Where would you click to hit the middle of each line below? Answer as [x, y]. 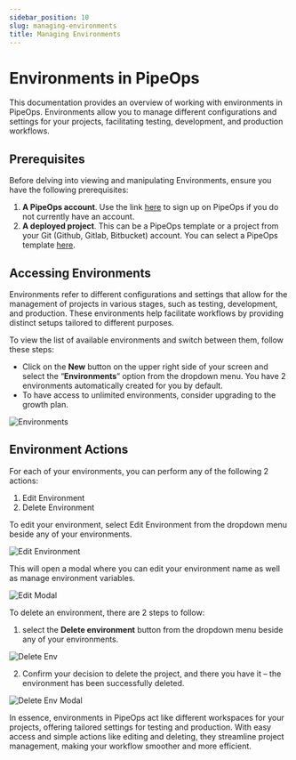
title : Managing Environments [65, 34]
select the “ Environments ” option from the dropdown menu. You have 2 [154, 376]
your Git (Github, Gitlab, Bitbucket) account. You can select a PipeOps [150, 236]
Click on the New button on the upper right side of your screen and [145, 367]
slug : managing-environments [63, 26]
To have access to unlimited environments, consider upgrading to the [149, 395]
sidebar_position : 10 [49, 17]
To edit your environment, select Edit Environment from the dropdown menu [148, 524]
